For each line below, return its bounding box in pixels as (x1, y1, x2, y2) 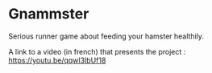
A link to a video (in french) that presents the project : (8, 47, 186, 56)
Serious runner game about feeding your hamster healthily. (8, 31, 204, 41)
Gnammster (8, 5, 89, 23)
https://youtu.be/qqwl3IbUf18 (8, 55, 106, 65)
